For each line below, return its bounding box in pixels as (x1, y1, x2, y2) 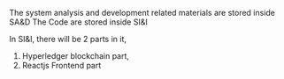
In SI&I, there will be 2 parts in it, (9, 34, 127, 44)
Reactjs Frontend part (21, 61, 102, 70)
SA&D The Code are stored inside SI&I (9, 17, 148, 27)
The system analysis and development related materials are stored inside (9, 8, 276, 18)
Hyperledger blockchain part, (21, 51, 130, 61)
